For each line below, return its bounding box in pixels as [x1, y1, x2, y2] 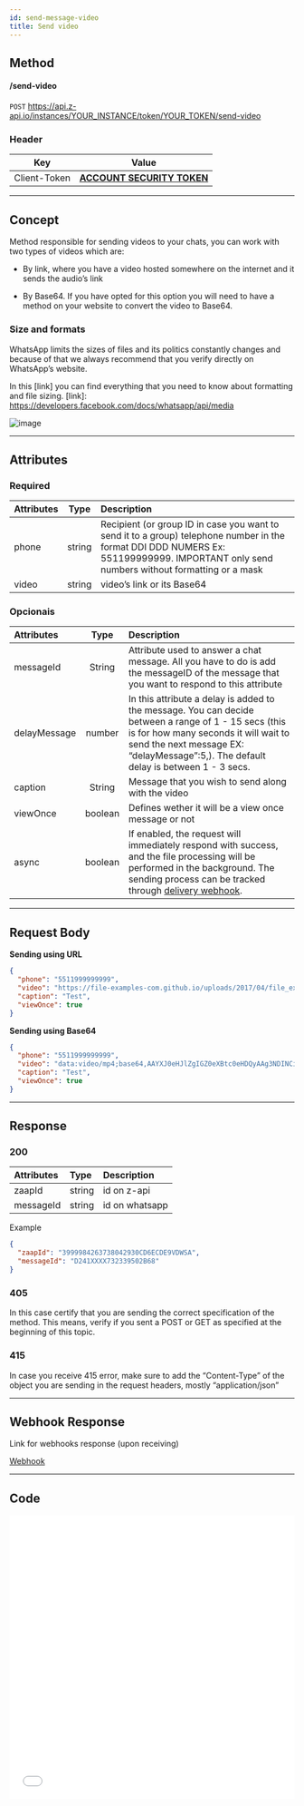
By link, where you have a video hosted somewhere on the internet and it [22, 264, 295, 275]
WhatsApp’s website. [9, 363, 88, 374]
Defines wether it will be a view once [128, 802, 285, 815]
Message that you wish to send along [128, 776, 287, 788]
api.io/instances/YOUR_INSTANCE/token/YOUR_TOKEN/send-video [9, 111, 261, 122]
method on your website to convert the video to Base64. [22, 300, 233, 311]
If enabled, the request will [128, 827, 242, 840]
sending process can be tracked [128, 873, 266, 885]
